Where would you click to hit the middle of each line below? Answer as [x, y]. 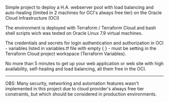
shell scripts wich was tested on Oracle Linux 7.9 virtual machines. [74, 33]
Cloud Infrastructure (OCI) [32, 18]
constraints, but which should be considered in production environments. [81, 94]
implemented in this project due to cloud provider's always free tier [75, 89]
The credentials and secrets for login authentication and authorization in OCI [84, 43]
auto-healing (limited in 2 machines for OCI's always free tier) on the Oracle [83, 13]
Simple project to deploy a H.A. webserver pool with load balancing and [79, 7]
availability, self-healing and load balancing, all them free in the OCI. [76, 69]
